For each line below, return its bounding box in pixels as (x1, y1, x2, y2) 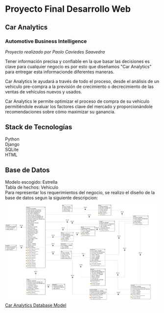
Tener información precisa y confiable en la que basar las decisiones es (5, 58, 150, 64)
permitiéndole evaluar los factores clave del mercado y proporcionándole (5, 103, 153, 109)
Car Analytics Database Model (5, 302, 67, 308)
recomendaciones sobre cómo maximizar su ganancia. (5, 109, 116, 114)
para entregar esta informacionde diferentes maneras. (5, 69, 115, 75)
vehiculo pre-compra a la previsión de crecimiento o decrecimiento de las (5, 84, 154, 89)
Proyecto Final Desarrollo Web (5, 3, 131, 15)
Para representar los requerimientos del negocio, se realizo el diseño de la (5, 189, 155, 195)
